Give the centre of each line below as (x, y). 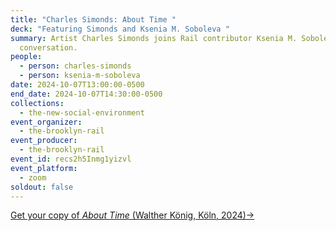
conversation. (48, 47)
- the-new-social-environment (82, 112)
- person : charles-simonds (75, 66)
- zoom (33, 177)
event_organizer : (46, 122)
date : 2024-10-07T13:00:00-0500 (77, 85)
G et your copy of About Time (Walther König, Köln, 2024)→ (132, 215)
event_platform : (44, 168)
